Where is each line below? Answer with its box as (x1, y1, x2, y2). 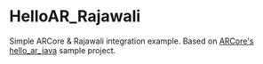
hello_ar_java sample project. (9, 44, 116, 55)
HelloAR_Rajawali (9, 6, 141, 27)
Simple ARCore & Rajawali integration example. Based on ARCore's (9, 36, 255, 46)
